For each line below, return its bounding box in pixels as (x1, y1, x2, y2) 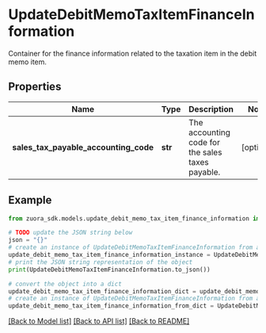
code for (188, 136, 220, 147)
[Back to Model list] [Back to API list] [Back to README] (8, 316, 190, 326)
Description (188, 103, 234, 114)
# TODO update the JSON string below (8, 228, 133, 237)
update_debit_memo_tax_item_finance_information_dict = (8, 287, 196, 295)
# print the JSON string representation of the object (8, 258, 193, 266)
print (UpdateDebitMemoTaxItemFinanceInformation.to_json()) (8, 266, 211, 274)
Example (8, 193, 52, 207)
